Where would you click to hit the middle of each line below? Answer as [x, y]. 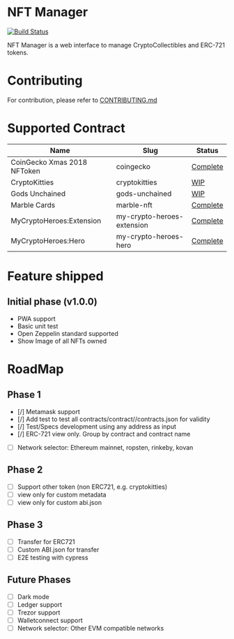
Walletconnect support [50, 620]
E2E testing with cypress [53, 557]
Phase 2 [25, 470]
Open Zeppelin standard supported [68, 333]
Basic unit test [38, 326]
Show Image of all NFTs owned [62, 341]
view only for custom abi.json [60, 502]
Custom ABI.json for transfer [58, 550]
